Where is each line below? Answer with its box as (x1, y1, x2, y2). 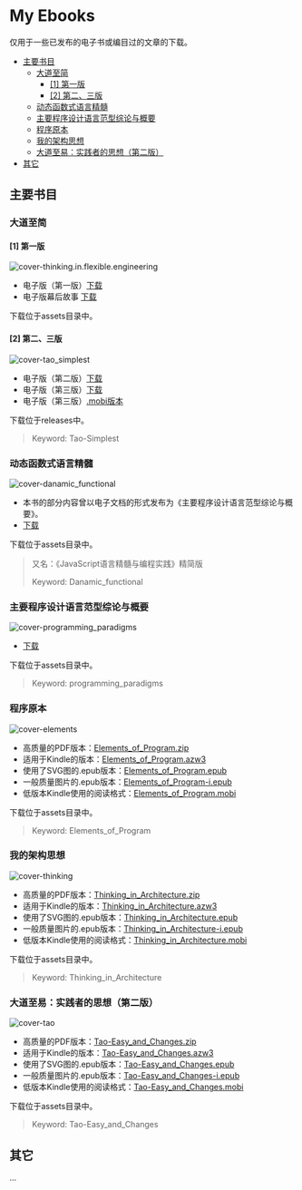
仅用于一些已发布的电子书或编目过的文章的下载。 (9, 36, 192, 47)
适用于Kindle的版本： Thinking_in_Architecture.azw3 (22, 900, 218, 912)
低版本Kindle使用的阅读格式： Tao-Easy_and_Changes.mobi (22, 1081, 244, 1093)
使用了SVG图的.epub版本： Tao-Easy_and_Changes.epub (22, 1058, 235, 1070)
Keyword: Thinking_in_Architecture (31, 971, 162, 982)
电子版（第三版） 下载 (22, 384, 102, 395)
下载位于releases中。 (9, 415, 89, 425)
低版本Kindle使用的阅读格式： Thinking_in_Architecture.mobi (22, 934, 248, 945)
